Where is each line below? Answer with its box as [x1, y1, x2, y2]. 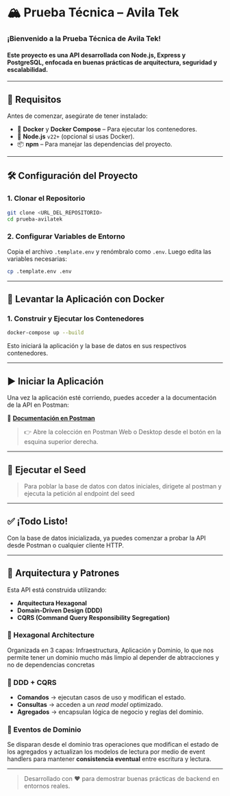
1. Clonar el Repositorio [7, 194, 86, 203]
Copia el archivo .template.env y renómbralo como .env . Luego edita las [7, 247, 212, 256]
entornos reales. [23, 782, 71, 791]
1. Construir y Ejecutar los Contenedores [7, 314, 144, 323]
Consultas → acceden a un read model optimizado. [16, 701, 163, 709]
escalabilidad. [7, 65, 49, 73]
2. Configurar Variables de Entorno [7, 232, 125, 241]
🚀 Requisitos [7, 93, 62, 105]
